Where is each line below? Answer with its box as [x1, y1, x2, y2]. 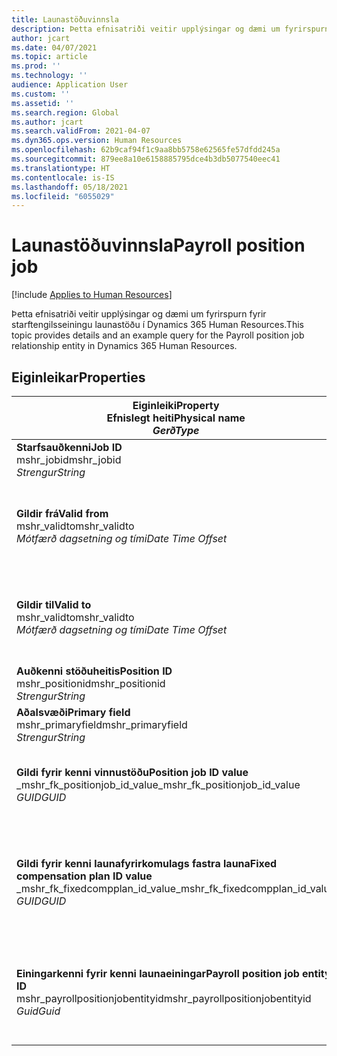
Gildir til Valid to [16, 598, 92, 611]
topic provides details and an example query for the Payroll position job [11, 329, 305, 341]
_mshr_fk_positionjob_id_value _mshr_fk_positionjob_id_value [16, 778, 301, 791]
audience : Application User [11, 80, 129, 90]
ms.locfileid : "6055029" [11, 191, 115, 201]
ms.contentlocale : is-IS [11, 172, 115, 183]
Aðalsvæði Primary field [16, 706, 131, 719]
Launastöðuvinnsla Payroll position [11, 234, 306, 257]
